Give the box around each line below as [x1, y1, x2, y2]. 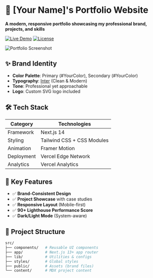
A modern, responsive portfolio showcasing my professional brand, [5, 21, 147, 27]
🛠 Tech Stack [5, 103, 49, 112]
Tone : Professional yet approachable [12, 83, 88, 89]
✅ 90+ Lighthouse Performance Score [12, 207, 93, 213]
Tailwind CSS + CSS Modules [40, 137, 109, 144]
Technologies [58, 120, 91, 127]
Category [10, 120, 33, 127]
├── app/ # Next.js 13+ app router [5, 249, 99, 255]
